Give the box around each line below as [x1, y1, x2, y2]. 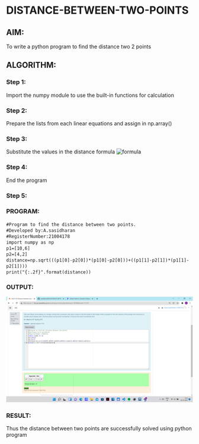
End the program [6, 177, 47, 184]
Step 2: [6, 106, 28, 115]
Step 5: [6, 191, 28, 200]
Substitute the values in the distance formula [6, 148, 115, 155]
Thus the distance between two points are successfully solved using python [6, 424, 192, 432]
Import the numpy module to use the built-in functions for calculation [6, 92, 175, 99]
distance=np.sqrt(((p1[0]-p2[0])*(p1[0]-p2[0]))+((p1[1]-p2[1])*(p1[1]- [6, 257, 190, 263]
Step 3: [6, 134, 28, 143]
